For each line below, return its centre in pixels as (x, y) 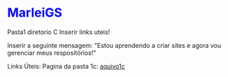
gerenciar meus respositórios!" (52, 53)
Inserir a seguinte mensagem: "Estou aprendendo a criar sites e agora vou (114, 45)
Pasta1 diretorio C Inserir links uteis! (59, 32)
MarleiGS (35, 13)
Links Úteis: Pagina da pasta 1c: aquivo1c (66, 66)
